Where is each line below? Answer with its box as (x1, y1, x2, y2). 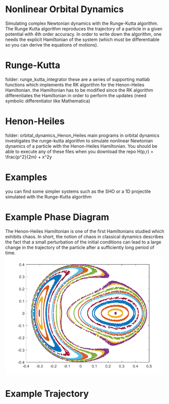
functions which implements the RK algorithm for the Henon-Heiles (5, 82, 145, 88)
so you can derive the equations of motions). (5, 42, 98, 48)
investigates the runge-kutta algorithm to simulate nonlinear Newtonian (5, 138, 153, 144)
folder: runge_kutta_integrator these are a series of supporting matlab (5, 76, 150, 82)
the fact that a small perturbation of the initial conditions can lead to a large (5, 239, 161, 245)
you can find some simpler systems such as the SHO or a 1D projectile (5, 188, 151, 194)
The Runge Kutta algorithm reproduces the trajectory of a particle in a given (5, 25, 163, 31)
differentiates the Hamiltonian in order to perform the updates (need (5, 92, 147, 98)
